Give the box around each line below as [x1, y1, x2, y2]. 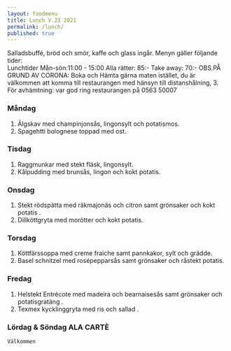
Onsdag [7, 185, 35, 194]
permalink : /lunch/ [7, 23, 64, 30]
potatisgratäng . [17, 297, 64, 306]
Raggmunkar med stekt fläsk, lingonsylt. [17, 160, 134, 169]
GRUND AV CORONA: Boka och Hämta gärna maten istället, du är [7, 71, 196, 80]
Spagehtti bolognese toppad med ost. [17, 127, 127, 135]
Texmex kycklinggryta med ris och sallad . [17, 305, 139, 313]
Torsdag [7, 234, 36, 243]
